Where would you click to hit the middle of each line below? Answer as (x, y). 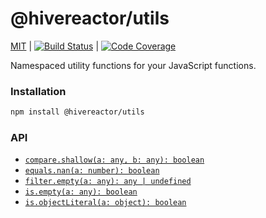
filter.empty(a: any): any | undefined (108, 182)
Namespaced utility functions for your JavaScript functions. (133, 65)
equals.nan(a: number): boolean (92, 171)
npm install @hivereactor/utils (77, 112)
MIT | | (55, 46)
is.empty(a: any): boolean (81, 192)
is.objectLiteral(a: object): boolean (105, 203)
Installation (38, 91)
